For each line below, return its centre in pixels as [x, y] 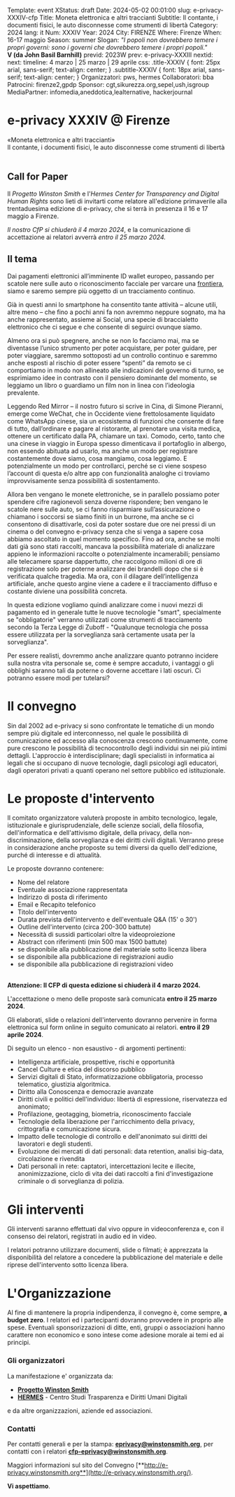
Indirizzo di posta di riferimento [62, 897]
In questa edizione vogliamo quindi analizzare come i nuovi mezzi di [105, 604]
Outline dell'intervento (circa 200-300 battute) [84, 927]
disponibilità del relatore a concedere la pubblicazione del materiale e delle [115, 1257]
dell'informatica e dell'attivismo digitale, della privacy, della [92, 833]
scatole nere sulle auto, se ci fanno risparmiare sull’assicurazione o [104, 509]
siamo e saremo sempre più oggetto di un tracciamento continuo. [101, 291]
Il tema [22, 259]
